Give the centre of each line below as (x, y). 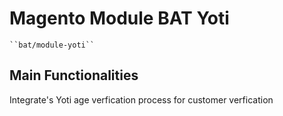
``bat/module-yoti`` (52, 45)
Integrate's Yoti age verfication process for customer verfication (141, 99)
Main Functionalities (74, 75)
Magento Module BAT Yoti (119, 18)
